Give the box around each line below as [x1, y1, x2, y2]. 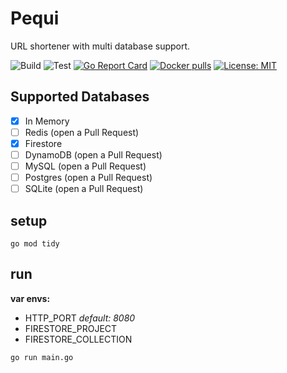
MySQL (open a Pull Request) [24, 160, 147, 172]
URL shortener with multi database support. [10, 40, 191, 52]
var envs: [10, 292, 51, 304]
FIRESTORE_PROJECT [24, 322, 118, 334]
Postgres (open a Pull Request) [24, 172, 153, 184]
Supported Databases [10, 88, 150, 106]
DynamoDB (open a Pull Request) [24, 148, 163, 161]
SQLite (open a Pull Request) [24, 183, 144, 195]
